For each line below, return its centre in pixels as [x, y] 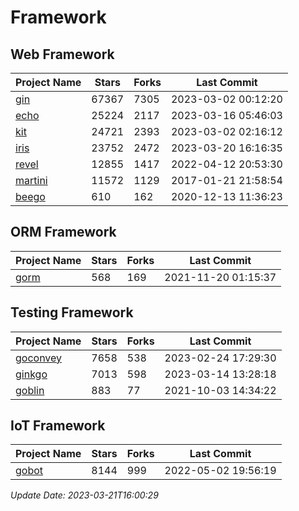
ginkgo [31, 374]
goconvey [39, 358]
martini [31, 180]
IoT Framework [58, 426]
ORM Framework [63, 232]
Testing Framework [72, 312]
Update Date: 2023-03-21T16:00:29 [84, 495]
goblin [30, 390]
